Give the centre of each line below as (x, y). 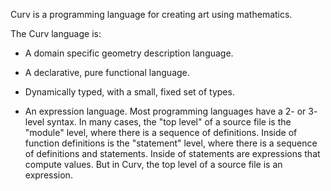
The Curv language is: (56, 33)
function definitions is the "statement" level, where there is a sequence (171, 143)
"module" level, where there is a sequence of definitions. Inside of (161, 132)
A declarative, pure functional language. (107, 72)
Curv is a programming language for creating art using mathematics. (151, 14)
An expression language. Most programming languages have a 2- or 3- (171, 111)
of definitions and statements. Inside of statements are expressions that (172, 153)
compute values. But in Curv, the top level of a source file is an (153, 164)
